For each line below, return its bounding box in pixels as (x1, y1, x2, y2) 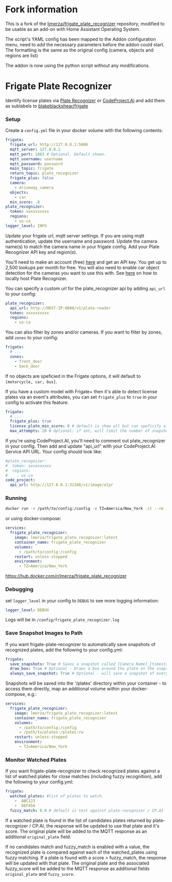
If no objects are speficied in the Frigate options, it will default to (5, 373, 141, 379)
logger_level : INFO (5, 223, 47, 228)
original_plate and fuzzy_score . (5, 871, 75, 877)
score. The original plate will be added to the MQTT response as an (5, 828, 147, 834)
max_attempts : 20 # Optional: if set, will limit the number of (10, 428, 150, 434)
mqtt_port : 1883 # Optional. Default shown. (10, 152, 106, 157)
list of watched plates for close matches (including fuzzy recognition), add (5, 774, 162, 780)
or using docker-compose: (5, 516, 61, 522)
